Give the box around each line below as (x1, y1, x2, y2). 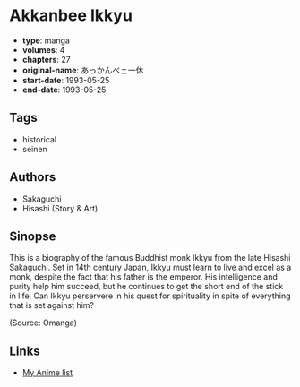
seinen (21, 143, 47, 154)
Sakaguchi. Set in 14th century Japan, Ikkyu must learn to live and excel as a (9, 262, 292, 273)
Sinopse (9, 228, 56, 244)
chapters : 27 (21, 54, 72, 64)
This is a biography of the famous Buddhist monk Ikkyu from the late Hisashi (9, 253, 291, 263)
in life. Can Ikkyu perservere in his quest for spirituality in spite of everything (9, 290, 291, 301)
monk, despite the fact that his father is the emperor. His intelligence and (9, 271, 278, 282)
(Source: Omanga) (9, 317, 78, 328)
